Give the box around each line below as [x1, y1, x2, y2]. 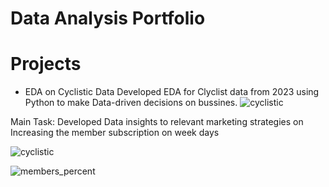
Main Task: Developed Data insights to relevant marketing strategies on [10, 116, 304, 128]
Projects [10, 53, 82, 76]
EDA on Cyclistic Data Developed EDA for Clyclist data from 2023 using [24, 86, 320, 98]
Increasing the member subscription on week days [10, 127, 220, 139]
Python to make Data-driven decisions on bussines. [24, 97, 238, 109]
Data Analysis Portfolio [10, 7, 206, 30]
